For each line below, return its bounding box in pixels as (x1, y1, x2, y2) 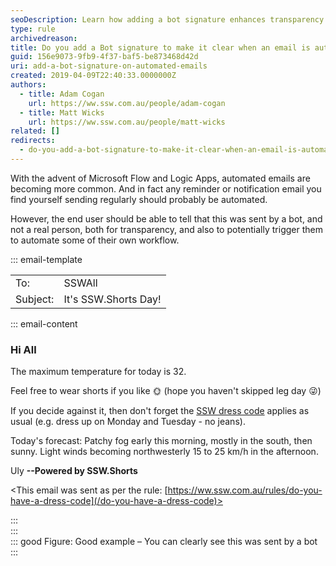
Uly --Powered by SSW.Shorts (10, 465, 138, 477)
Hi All (10, 342, 37, 356)
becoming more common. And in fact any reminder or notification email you (10, 182, 322, 195)
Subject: (15, 292, 55, 306)
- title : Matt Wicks (19, 107, 105, 118)
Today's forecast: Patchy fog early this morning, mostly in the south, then (10, 435, 313, 447)
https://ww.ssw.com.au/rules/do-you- (167, 484, 323, 496)
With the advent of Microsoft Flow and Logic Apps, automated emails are (10, 172, 311, 184)
